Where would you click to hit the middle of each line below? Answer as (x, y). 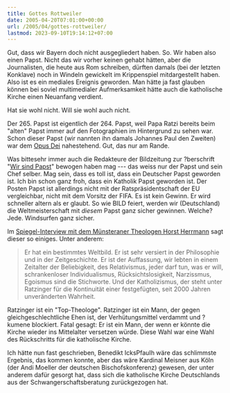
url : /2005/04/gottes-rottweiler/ (57, 26)
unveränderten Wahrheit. (60, 297)
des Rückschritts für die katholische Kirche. (69, 340)
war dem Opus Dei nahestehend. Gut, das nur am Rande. (88, 146)
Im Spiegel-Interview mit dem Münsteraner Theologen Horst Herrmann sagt (115, 232)
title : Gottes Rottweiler (44, 14)
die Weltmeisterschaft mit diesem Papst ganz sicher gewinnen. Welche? (110, 211)
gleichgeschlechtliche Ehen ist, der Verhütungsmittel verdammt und (104, 317)
